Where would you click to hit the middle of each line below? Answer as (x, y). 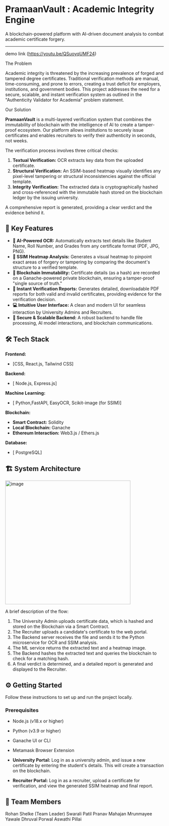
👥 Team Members (33, 802)
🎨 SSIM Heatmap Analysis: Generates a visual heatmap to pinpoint (82, 256)
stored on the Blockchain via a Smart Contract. (61, 626)
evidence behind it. (25, 213)
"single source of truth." (37, 283)
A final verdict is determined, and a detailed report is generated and (83, 664)
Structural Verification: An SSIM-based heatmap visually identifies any (87, 171)
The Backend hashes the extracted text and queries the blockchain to (84, 653)
